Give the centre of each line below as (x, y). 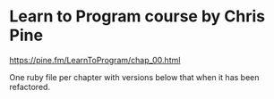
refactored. (30, 87)
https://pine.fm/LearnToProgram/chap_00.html (95, 60)
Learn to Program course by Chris (137, 16)
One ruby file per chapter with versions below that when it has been (134, 77)
